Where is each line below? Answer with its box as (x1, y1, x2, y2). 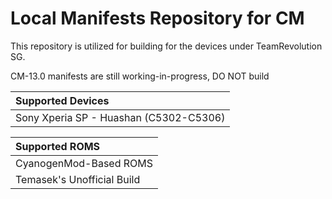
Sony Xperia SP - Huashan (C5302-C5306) (15, 110, 226, 124)
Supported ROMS (15, 139, 101, 153)
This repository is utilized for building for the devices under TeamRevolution (10, 40, 323, 52)
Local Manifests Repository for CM (10, 7, 305, 30)
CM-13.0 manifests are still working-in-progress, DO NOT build (10, 70, 270, 82)
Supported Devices (15, 93, 110, 107)
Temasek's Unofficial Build (15, 172, 141, 186)
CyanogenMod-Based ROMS (15, 156, 154, 170)
